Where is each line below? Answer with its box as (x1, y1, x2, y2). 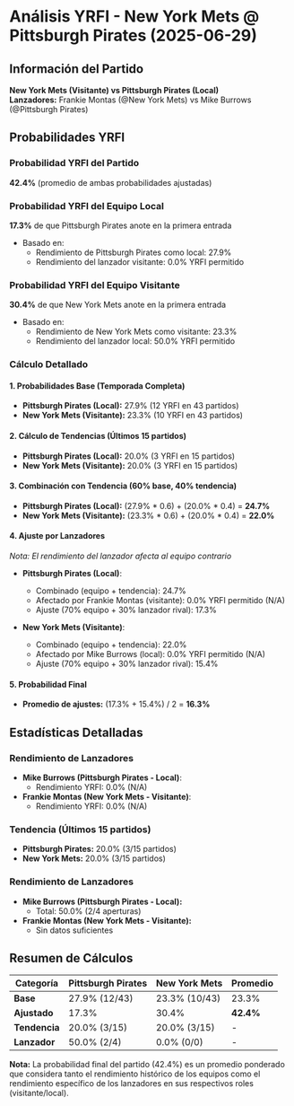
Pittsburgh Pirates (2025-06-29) (9, 25, 258, 46)
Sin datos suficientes (35, 925, 114, 935)
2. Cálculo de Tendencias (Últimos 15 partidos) (9, 431, 186, 441)
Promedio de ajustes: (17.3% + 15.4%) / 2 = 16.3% (22, 698, 211, 710)
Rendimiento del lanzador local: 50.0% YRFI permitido (35, 336, 236, 347)
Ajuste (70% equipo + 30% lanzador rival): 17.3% (35, 604, 217, 616)
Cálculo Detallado (9, 358, 89, 371)
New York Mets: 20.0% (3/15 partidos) (22, 853, 166, 864)
